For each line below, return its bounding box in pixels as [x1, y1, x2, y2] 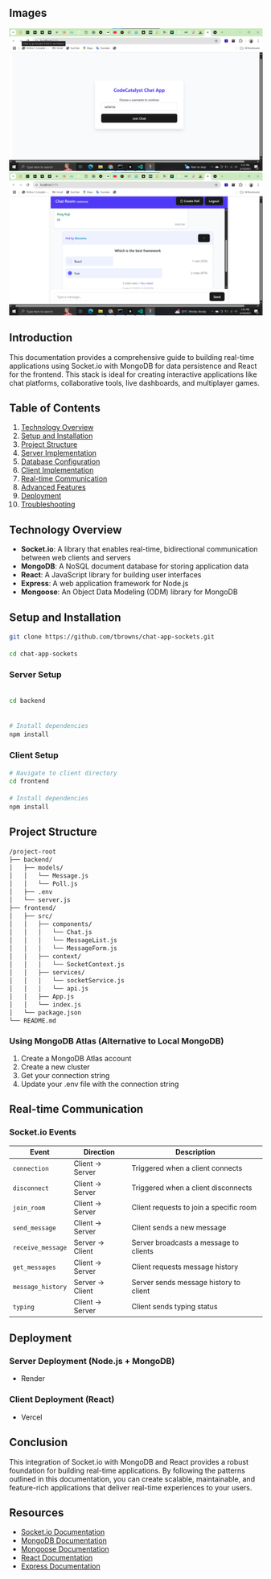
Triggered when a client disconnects [131, 1183, 253, 1193]
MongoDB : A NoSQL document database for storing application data [20, 561, 248, 571]
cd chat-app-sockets [9, 650, 79, 658]
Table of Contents [9, 402, 101, 415]
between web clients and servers [20, 553, 132, 563]
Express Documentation [20, 1561, 101, 1571]
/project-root [9, 847, 57, 856]
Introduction [9, 331, 73, 345]
